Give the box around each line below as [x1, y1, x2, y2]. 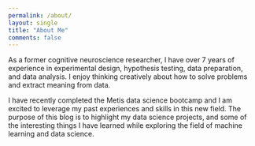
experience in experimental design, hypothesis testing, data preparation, [8, 64, 243, 73]
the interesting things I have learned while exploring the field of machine [8, 121, 242, 130]
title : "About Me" [8, 26, 68, 34]
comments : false [8, 33, 61, 42]
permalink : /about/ [8, 11, 72, 20]
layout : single [8, 19, 58, 27]
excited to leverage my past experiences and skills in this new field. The [8, 104, 242, 114]
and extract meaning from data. [8, 80, 111, 90]
